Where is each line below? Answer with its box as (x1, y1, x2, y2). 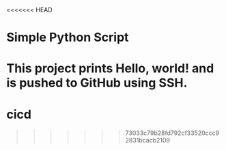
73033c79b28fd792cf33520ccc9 (125, 129, 220, 137)
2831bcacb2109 (125, 136, 171, 145)
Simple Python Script (6, 30, 129, 45)
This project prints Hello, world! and (6, 61, 214, 76)
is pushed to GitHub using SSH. (6, 75, 188, 91)
